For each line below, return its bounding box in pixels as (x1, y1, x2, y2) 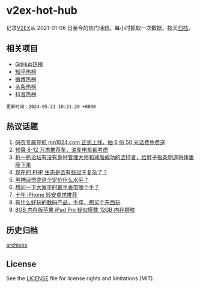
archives (6, 241, 28, 249)
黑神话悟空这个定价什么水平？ (14, 176, 89, 183)
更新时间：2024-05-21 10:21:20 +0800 (6, 103, 96, 110)
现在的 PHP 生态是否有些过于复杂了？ (14, 169, 108, 176)
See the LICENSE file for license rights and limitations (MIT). (6, 275, 155, 282)
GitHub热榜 (14, 61, 43, 68)
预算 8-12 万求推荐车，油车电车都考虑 (14, 146, 109, 153)
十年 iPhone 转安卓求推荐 (14, 191, 78, 198)
